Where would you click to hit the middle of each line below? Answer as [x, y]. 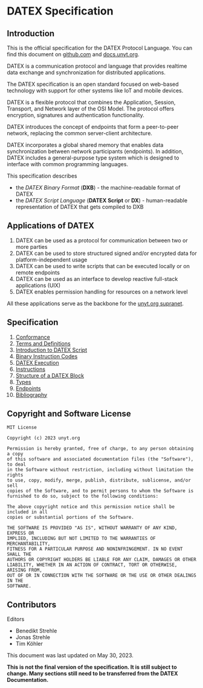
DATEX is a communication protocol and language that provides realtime [97, 66]
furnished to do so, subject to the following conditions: [83, 497]
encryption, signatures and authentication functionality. [76, 115]
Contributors [32, 604]
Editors [16, 619]
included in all [27, 512]
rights [15, 475]
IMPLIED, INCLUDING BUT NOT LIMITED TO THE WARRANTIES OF [81, 539]
